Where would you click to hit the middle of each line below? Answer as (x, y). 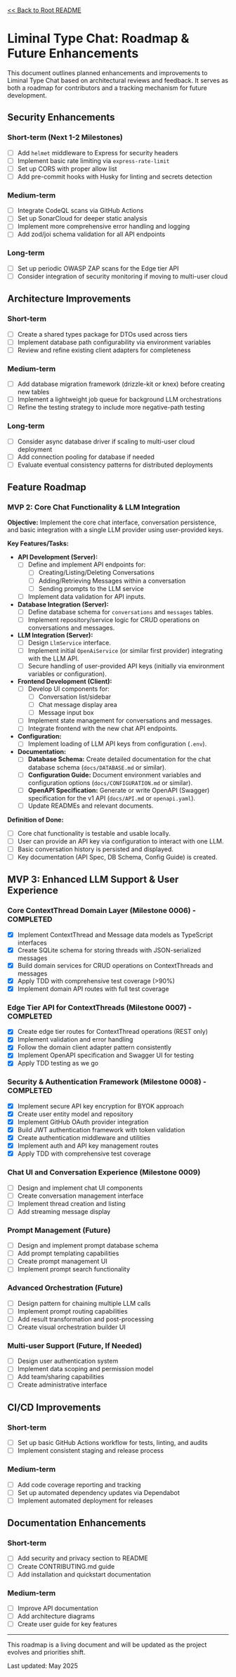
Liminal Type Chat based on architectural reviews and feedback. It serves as (118, 80)
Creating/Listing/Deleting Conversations (96, 573)
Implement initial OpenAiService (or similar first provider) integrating (125, 650)
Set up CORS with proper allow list (67, 169)
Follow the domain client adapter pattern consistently (94, 1047)
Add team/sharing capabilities (61, 1377)
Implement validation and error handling (75, 1040)
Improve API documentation (58, 1608)
